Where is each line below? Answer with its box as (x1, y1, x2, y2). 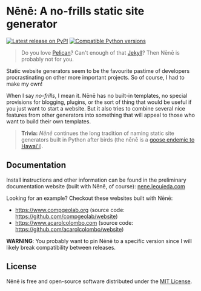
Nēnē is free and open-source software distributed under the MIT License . (6, 278, 193, 285)
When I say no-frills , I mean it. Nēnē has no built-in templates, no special (6, 92, 188, 99)
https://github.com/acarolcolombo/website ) (15, 225, 124, 233)
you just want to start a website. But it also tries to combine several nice (6, 104, 186, 112)
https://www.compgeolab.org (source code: (15, 206, 125, 213)
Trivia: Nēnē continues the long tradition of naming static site (21, 129, 174, 137)
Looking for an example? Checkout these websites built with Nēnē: (6, 194, 173, 202)
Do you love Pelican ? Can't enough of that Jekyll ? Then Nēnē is (21, 49, 180, 56)
